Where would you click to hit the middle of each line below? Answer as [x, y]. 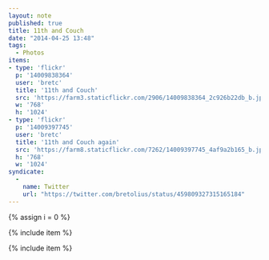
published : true [35, 23]
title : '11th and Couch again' [68, 142]
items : [19, 61]
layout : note [30, 16]
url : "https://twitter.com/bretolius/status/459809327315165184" [134, 194]
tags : [17, 46]
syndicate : [26, 172]
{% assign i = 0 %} [39, 217]
